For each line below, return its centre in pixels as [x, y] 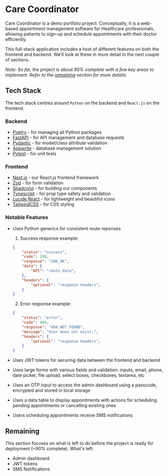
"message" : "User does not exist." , [60, 332]
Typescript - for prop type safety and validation [62, 194]
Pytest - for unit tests [34, 154]
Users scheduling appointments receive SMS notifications [72, 415]
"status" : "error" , [42, 318]
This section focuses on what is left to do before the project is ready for [79, 443]
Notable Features [27, 218]
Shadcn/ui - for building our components [55, 188]
